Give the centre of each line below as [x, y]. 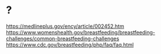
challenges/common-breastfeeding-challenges [63, 38]
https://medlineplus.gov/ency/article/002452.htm [65, 26]
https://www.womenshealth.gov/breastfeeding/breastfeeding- [81, 32]
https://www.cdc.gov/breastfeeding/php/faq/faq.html [70, 45]
